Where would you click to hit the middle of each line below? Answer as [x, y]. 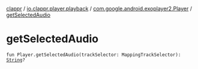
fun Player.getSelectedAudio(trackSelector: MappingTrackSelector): [94, 55]
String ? [16, 60]
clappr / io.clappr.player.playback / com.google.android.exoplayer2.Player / [99, 9]
